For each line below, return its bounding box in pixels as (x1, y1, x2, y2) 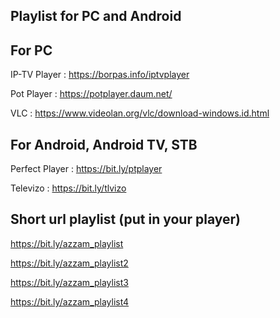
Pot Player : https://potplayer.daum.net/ (10, 88, 173, 100)
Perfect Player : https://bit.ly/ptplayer (10, 163, 163, 175)
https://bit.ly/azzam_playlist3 (10, 276, 129, 288)
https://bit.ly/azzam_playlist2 (10, 257, 129, 269)
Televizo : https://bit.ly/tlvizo (10, 182, 127, 194)
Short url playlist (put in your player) (10, 211, 241, 228)
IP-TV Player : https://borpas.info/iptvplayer (10, 69, 190, 81)
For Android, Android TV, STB (10, 136, 198, 153)
